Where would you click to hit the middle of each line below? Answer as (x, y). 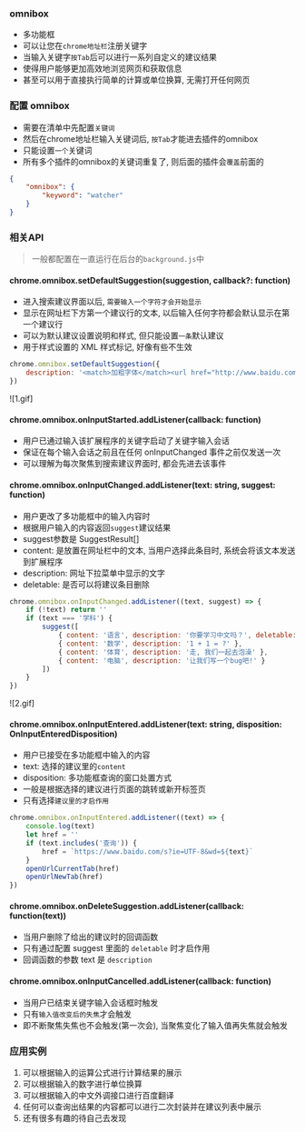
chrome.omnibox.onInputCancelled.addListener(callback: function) (141, 981)
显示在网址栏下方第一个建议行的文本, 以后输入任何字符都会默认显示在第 (156, 313)
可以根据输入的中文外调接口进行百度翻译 (98, 1095)
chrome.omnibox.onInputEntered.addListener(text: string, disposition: (146, 724)
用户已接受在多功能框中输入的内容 (86, 755)
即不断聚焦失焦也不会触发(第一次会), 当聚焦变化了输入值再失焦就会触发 (155, 1025)
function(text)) (38, 916)
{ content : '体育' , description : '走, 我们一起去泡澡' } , (163, 652)
